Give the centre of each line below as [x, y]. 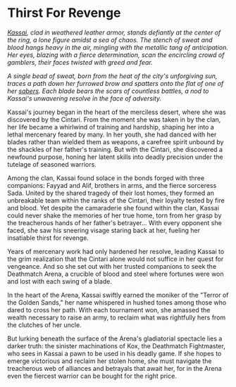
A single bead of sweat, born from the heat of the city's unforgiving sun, [112, 76]
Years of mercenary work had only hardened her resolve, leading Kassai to [116, 251]
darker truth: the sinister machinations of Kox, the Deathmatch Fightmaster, [116, 345]
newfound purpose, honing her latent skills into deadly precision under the [115, 157]
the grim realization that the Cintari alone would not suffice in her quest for [116, 259]
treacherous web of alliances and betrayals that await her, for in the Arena [114, 368]
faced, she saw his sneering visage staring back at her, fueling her [104, 230]
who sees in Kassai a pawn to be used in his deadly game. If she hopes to [114, 353]
